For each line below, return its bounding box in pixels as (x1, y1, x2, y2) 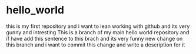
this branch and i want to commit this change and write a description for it (6, 41, 185, 48)
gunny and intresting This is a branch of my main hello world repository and (6, 28, 190, 35)
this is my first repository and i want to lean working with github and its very (6, 23, 190, 30)
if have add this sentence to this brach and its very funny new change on (6, 35, 183, 42)
